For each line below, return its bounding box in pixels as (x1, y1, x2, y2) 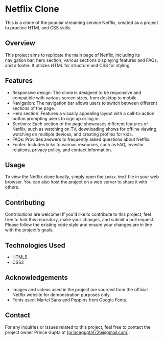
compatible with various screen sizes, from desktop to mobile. (12, 94, 138, 101)
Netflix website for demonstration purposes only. (12, 292, 111, 297)
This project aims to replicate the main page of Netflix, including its (5, 52, 141, 58)
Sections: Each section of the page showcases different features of (12, 121, 148, 127)
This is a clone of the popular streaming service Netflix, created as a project (5, 20, 158, 25)
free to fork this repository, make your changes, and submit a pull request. (5, 217, 155, 223)
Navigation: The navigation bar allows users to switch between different (12, 100, 158, 106)
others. (5, 184, 20, 190)
